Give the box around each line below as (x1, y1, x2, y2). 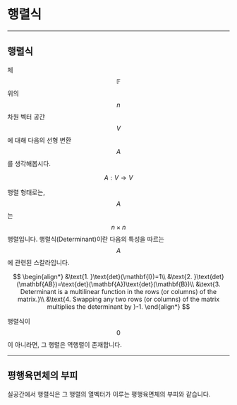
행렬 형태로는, (7, 188, 46, 196)
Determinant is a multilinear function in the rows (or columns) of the (20, 287, 217, 295)
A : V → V (104, 173, 133, 182)
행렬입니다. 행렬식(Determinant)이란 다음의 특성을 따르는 (7, 235, 164, 243)
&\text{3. (195, 280, 221, 288)
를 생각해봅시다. (7, 159, 51, 168)
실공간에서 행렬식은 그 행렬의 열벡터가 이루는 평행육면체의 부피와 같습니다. (7, 389, 211, 398)
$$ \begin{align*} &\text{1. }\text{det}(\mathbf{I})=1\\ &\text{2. (13, 272, 193, 281)
